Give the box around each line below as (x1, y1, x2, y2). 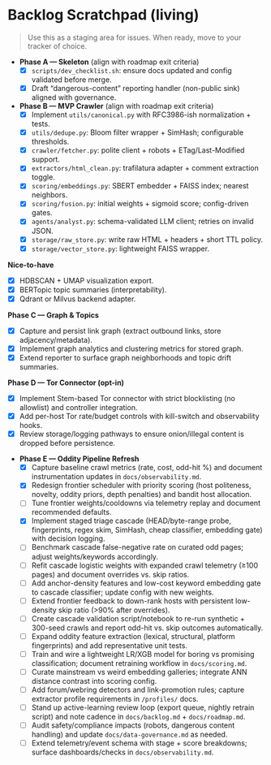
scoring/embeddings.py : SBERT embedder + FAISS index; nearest (31, 181, 249, 191)
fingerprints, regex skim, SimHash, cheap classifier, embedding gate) (31, 525, 263, 535)
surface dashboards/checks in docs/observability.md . (31, 747, 214, 757)
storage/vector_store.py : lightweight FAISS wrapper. (31, 244, 210, 253)
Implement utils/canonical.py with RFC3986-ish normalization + (31, 110, 252, 119)
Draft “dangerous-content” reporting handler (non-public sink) (31, 84, 240, 93)
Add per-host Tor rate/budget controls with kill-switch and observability (19, 412, 260, 421)
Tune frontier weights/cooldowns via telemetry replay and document (31, 498, 261, 508)
